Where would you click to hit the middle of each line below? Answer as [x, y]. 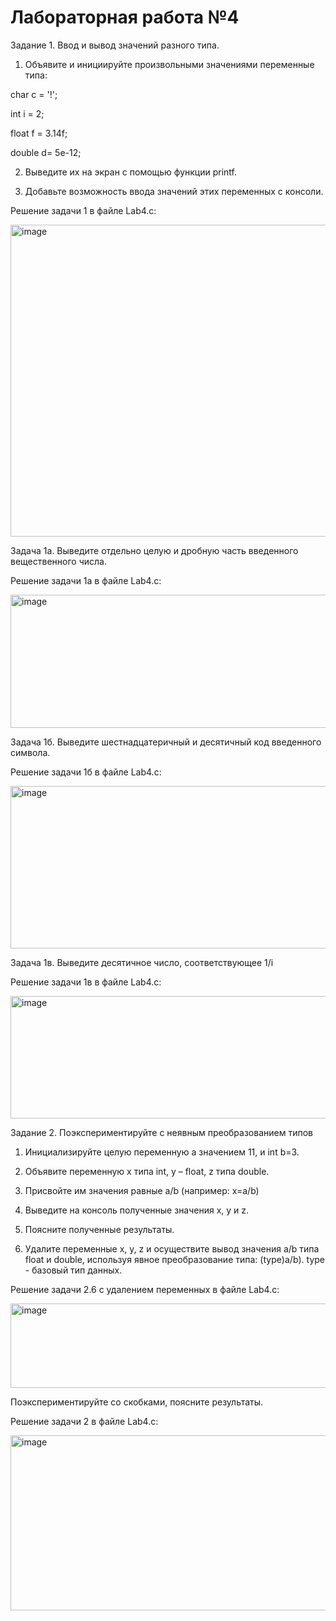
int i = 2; [27, 113]
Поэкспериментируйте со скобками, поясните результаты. [137, 1402]
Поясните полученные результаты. [99, 1229]
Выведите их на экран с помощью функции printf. [131, 172]
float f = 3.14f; [39, 133]
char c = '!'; [34, 94]
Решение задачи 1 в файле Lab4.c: [83, 210]
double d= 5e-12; [46, 152]
